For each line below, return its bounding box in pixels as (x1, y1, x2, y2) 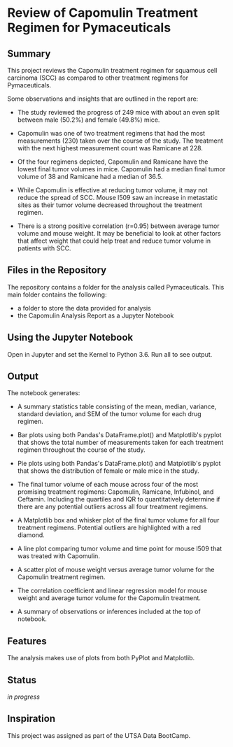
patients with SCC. (17, 244, 71, 252)
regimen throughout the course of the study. (17, 446, 146, 454)
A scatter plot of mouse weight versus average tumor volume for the (17, 565, 215, 574)
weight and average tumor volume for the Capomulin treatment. (17, 594, 202, 602)
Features (7, 635, 47, 647)
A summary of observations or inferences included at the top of (17, 607, 201, 616)
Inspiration (7, 713, 56, 725)
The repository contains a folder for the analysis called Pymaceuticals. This (7, 283, 225, 291)
